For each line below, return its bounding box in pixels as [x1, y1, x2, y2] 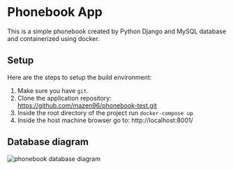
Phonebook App [7, 4, 103, 20]
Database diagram [7, 136, 89, 148]
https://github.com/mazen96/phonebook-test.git [17, 101, 157, 110]
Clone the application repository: [17, 94, 112, 102]
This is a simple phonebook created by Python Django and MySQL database [7, 27, 227, 35]
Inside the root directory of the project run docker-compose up [17, 108, 193, 117]
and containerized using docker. [7, 34, 100, 42]
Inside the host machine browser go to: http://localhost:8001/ [17, 116, 193, 124]
